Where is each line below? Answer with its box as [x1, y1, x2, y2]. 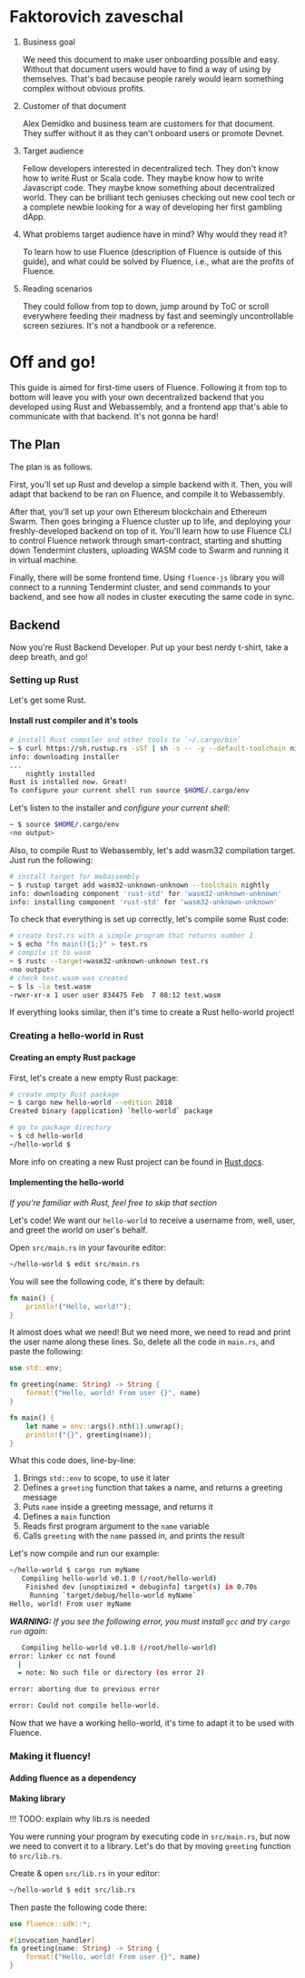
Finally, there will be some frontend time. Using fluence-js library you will [9, 572, 285, 583]
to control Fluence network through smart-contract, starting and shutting [9, 535, 282, 546]
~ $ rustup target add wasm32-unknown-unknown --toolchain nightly [9, 881, 271, 890]
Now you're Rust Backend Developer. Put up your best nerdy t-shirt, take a [9, 642, 289, 653]
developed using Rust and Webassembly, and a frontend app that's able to [9, 401, 289, 412]
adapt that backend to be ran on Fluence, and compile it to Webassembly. [9, 488, 286, 499]
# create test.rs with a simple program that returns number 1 [9, 931, 254, 940]
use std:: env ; [9, 1363, 64, 1373]
